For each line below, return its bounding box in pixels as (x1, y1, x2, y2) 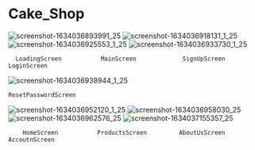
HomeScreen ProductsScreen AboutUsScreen (22, 129, 226, 137)
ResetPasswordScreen (8, 90, 77, 99)
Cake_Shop (8, 5, 85, 23)
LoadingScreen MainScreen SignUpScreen (15, 55, 226, 63)
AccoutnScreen (8, 136, 56, 144)
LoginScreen (8, 61, 48, 70)
